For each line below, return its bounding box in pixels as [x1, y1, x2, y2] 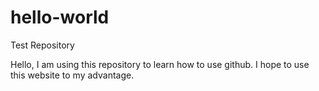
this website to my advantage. [10, 69, 135, 81]
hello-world [10, 6, 110, 29]
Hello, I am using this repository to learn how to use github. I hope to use [10, 58, 310, 70]
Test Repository [10, 39, 75, 51]
